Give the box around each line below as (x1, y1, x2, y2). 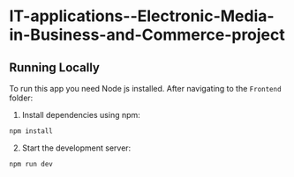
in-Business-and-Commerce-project (9, 25, 285, 45)
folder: (9, 92, 34, 103)
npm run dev (9, 159, 53, 168)
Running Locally (9, 60, 100, 75)
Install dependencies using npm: (21, 110, 141, 120)
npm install (9, 127, 53, 136)
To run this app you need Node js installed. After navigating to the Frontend (9, 84, 282, 93)
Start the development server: (21, 143, 132, 153)
